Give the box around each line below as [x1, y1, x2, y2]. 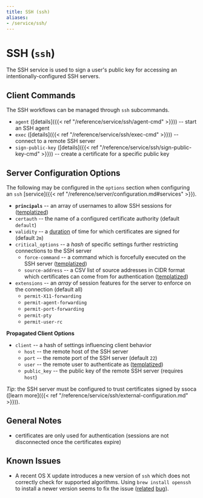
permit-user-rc [24, 319, 62, 325]
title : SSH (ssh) [6, 8, 50, 15]
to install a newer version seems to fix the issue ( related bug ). [15, 485, 169, 492]
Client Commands [6, 90, 76, 101]
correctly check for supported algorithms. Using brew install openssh [15, 478, 191, 485]
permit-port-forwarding [24, 306, 85, 312]
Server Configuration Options [6, 168, 121, 178]
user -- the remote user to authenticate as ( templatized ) [24, 360, 164, 368]
